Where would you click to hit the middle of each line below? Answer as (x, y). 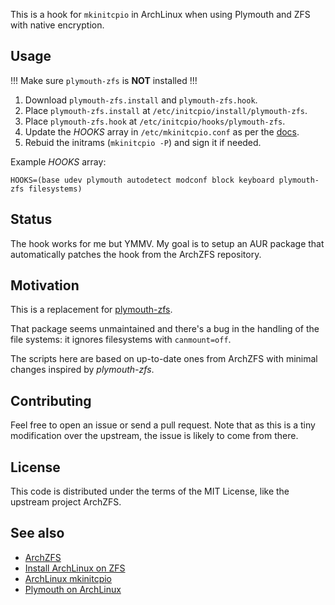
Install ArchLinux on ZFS (75, 568)
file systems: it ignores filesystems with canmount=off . (121, 340)
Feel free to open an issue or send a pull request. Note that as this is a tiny (163, 425)
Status (31, 219)
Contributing (51, 400)
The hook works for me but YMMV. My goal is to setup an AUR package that (167, 243)
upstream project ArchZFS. (66, 502)
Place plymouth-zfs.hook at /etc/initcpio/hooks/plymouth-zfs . (155, 121)
